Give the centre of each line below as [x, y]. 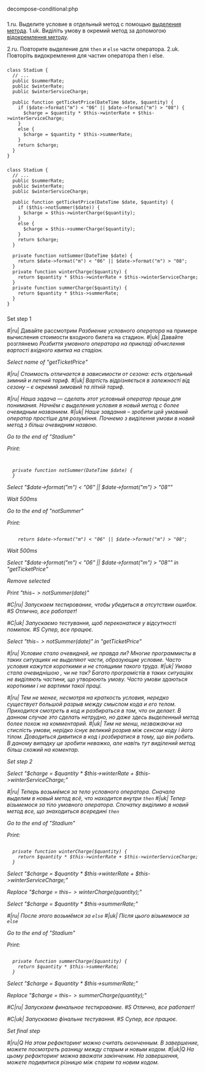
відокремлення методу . [38, 37]
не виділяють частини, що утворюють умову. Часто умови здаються [97, 679]
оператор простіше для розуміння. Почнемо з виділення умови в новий [101, 418]
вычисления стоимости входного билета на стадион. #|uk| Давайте [95, 337]
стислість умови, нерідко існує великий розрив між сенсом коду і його [100, 730]
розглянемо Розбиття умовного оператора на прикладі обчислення [96, 343]
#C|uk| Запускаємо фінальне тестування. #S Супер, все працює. [92, 1019]
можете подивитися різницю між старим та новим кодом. [83, 1062]
